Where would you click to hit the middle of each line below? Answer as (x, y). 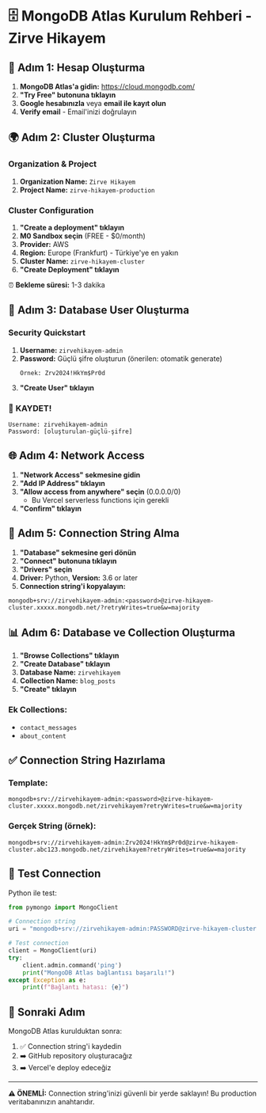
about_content (43, 736)
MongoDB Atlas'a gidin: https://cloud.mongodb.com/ (107, 86)
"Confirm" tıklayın (50, 508)
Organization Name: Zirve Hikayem (78, 181)
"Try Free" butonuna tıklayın (68, 95)
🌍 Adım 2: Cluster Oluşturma (82, 137)
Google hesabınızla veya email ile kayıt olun (93, 103)
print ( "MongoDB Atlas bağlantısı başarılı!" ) (99, 972)
